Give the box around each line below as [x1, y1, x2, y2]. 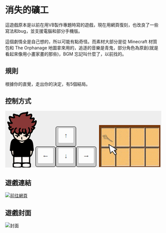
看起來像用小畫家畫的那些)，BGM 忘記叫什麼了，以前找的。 [5, 51, 127, 57]
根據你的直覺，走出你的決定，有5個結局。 [5, 81, 91, 87]
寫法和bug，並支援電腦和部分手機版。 [5, 28, 83, 34]
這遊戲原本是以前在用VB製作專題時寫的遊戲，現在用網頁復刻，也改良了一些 [5, 22, 159, 28]
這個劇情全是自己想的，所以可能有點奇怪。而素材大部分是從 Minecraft [5, 38, 148, 45]
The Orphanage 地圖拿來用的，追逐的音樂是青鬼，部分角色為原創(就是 [14, 45, 159, 51]
